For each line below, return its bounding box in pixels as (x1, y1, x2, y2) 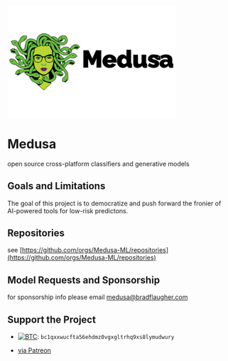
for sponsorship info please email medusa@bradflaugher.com (7, 293, 188, 301)
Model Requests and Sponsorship (7, 274, 161, 286)
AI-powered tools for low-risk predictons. (7, 206, 129, 215)
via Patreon (17, 346, 52, 355)
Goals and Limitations (7, 180, 106, 193)
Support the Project (7, 313, 96, 325)
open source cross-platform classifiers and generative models (7, 159, 190, 168)
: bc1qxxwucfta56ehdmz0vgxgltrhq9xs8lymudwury (37, 332, 175, 340)
